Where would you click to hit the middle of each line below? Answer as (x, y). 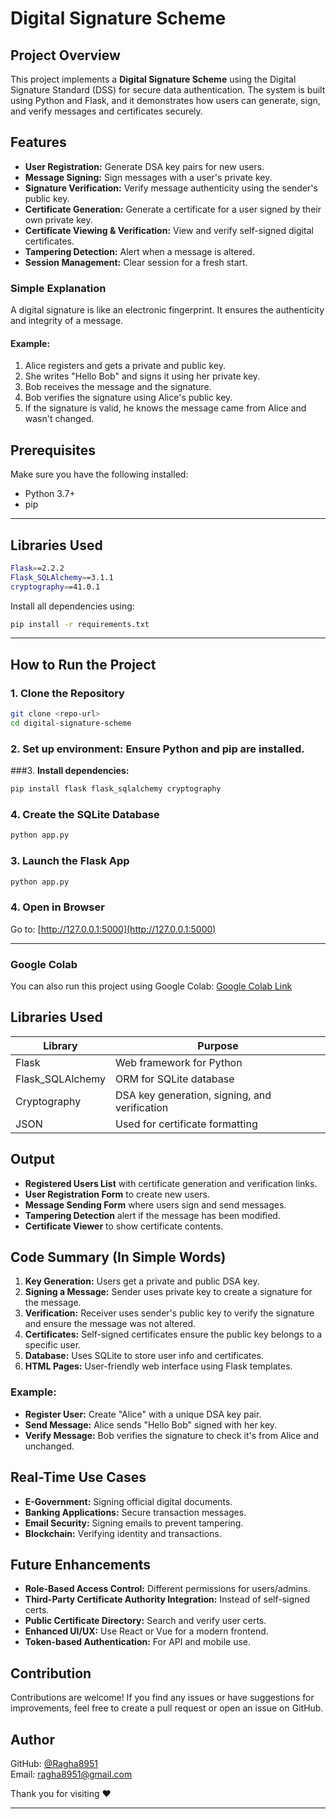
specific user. (53, 1345)
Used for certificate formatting (186, 1124)
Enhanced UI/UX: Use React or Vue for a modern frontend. (146, 1631)
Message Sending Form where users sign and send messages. (155, 1204)
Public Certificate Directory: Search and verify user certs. (145, 1621)
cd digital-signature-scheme (71, 723)
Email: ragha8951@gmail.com (71, 1774)
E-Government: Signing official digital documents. (128, 1501)
